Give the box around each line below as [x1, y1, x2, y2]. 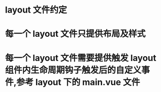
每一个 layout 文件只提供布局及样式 [5, 29, 146, 39]
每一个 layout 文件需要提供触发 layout [5, 52, 157, 63]
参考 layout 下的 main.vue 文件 [16, 77, 140, 88]
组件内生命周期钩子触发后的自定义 [5, 64, 142, 76]
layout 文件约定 [5, 4, 67, 15]
